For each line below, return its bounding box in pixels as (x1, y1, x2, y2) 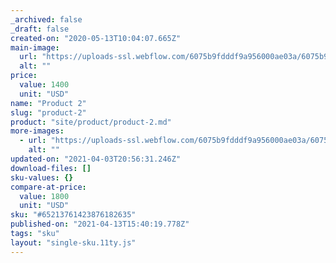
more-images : (10, 126, 65, 136)
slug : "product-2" (10, 107, 87, 118)
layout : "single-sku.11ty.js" (10, 237, 137, 248)
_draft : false (10, 24, 70, 34)
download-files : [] (10, 163, 92, 173)
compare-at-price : (10, 182, 87, 192)
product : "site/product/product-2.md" (10, 117, 172, 127)
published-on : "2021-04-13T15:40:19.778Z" (10, 219, 190, 230)
